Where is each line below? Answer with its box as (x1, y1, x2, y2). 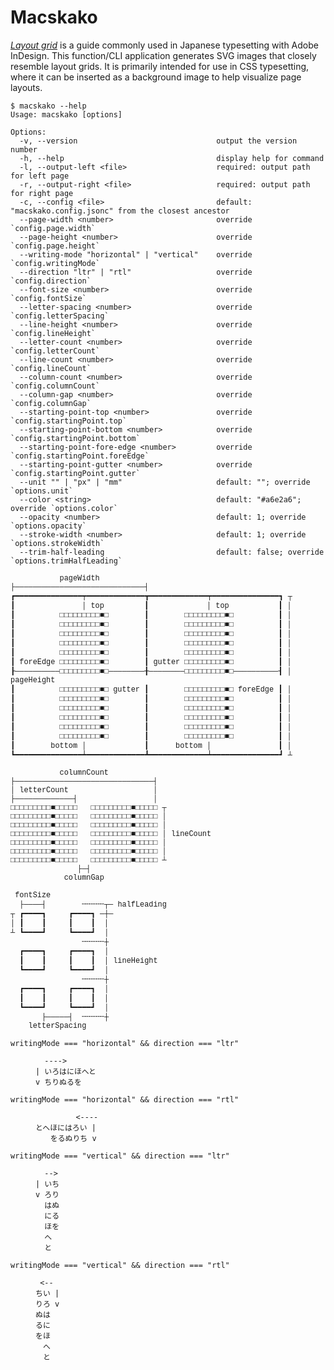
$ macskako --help (10, 101, 87, 111)
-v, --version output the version (19, 136, 298, 146)
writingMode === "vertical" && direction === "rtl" (10, 1260, 230, 1270)
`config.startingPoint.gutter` (10, 468, 141, 478)
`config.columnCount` (10, 381, 101, 391)
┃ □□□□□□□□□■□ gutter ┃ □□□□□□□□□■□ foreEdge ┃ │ (10, 684, 292, 695)
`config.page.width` (10, 223, 97, 233)
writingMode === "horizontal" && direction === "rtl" (10, 1094, 240, 1105)
